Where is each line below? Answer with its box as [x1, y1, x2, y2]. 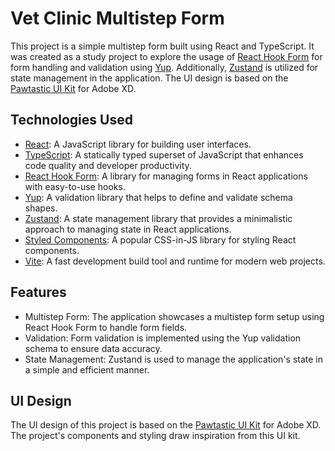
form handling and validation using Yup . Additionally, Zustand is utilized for [10, 61, 319, 73]
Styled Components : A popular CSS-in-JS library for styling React [24, 233, 297, 246]
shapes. [24, 202, 58, 214]
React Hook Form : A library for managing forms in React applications [24, 170, 308, 182]
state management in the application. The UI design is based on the [10, 72, 289, 84]
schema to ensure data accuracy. [24, 342, 163, 354]
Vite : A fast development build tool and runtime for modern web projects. [24, 255, 326, 267]
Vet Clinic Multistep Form [10, 7, 225, 30]
